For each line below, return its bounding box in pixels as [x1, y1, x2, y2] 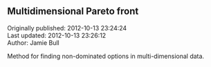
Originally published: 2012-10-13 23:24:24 [7, 23, 127, 32]
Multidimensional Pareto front [7, 6, 139, 17]
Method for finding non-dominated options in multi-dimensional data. [7, 52, 205, 60]
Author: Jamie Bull [7, 38, 60, 47]
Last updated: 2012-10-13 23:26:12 [7, 31, 107, 39]
